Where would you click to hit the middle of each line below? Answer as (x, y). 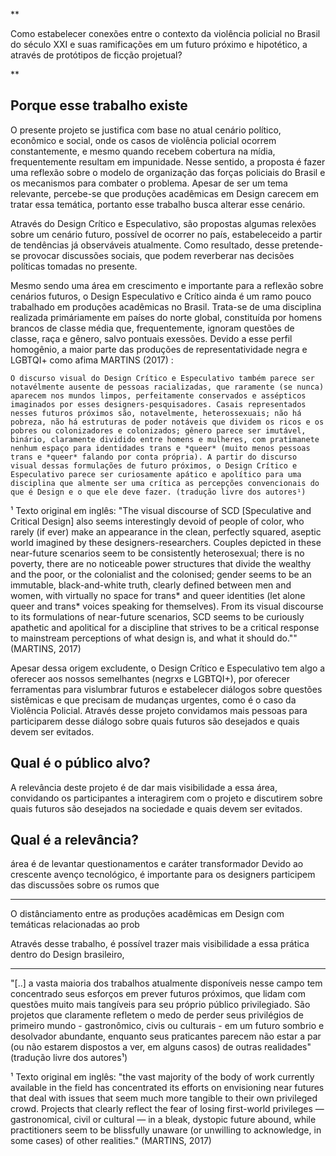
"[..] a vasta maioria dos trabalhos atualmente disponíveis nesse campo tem (166, 983)
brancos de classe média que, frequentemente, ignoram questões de (152, 328)
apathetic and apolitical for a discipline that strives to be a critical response (165, 627)
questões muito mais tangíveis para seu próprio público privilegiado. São (160, 1005)
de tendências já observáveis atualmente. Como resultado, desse (145, 245)
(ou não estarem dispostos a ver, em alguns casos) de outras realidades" (161, 1047)
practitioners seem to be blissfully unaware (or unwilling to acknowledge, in (166, 1130)
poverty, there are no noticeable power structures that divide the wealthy (161, 563)
